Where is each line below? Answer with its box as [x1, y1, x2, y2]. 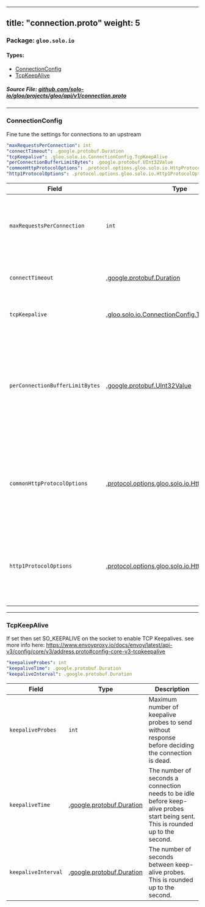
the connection [148, 749, 192, 757]
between [148, 860, 174, 868]
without [148, 725, 171, 734]
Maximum [148, 695, 177, 703]
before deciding [148, 741, 194, 749]
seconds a [148, 774, 179, 782]
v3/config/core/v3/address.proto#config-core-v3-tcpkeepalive [6, 648, 166, 655]
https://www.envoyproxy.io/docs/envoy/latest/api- [46, 642, 173, 649]
